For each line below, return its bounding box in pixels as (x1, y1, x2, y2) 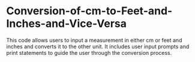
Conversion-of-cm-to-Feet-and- (6, 4, 173, 18)
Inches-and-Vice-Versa (6, 17, 127, 30)
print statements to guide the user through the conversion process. (6, 49, 172, 56)
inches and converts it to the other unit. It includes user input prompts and (6, 43, 190, 50)
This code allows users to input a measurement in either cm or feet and (6, 36, 182, 44)
